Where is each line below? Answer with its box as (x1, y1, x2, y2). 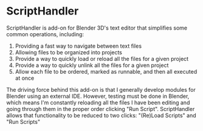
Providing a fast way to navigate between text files (15, 42, 142, 50)
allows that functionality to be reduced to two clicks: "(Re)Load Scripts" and (6, 112, 196, 119)
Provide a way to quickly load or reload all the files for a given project (15, 55, 189, 62)
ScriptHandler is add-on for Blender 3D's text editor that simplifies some (6, 24, 187, 31)
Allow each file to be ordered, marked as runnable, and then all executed (15, 68, 198, 75)
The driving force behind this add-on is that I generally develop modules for (6, 86, 196, 93)
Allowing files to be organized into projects (15, 48, 123, 56)
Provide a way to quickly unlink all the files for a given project (15, 62, 169, 69)
